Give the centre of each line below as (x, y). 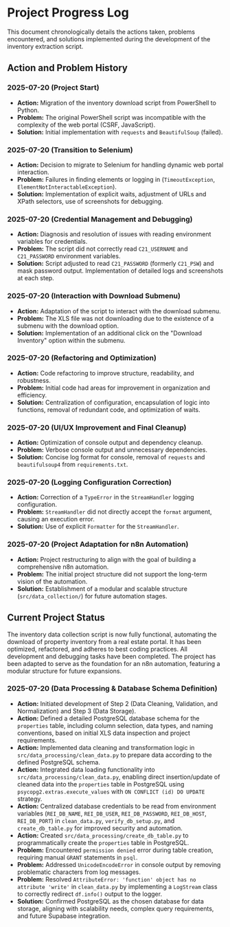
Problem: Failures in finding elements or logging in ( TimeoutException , (116, 179)
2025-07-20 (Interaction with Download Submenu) (94, 296)
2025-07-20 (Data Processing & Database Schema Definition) (112, 689)
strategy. (30, 799)
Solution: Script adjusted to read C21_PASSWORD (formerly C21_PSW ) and (115, 264)
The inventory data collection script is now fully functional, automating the (112, 634)
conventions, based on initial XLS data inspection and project (104, 733)
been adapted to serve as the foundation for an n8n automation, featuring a (114, 663)
